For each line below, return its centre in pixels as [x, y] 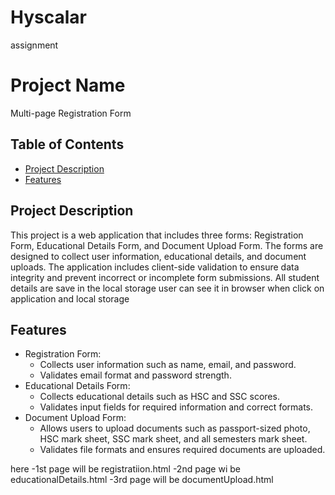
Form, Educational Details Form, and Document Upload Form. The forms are [167, 245]
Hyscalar [48, 17]
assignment [34, 45]
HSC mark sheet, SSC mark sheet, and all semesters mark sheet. [173, 439]
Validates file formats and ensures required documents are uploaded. [182, 450]
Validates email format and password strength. [135, 375]
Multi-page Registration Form [71, 113]
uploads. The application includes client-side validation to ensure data [155, 267]
